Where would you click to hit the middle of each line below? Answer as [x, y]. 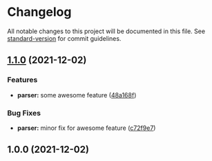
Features [22, 80]
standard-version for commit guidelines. [64, 38]
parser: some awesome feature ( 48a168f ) [77, 95]
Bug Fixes [24, 113]
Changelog [39, 12]
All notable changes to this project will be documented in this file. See [106, 31]
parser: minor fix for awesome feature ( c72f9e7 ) [86, 128]
